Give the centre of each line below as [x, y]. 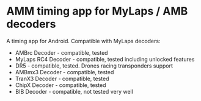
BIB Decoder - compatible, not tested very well [74, 91]
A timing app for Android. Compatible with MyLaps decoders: [83, 41]
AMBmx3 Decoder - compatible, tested [64, 72]
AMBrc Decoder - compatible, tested [61, 52]
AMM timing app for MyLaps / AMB [97, 11]
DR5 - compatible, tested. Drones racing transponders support [94, 66]
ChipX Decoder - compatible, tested [60, 85]
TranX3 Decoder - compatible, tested [62, 78]
